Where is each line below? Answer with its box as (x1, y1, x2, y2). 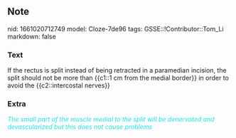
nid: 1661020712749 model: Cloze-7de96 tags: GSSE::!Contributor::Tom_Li (7, 24, 224, 33)
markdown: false (7, 32, 57, 41)
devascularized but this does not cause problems (7, 122, 153, 131)
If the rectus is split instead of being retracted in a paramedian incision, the (7, 66, 227, 75)
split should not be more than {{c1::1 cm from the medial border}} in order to (7, 74, 230, 83)
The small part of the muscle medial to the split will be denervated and (7, 115, 215, 124)
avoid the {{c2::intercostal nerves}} (7, 81, 110, 90)
